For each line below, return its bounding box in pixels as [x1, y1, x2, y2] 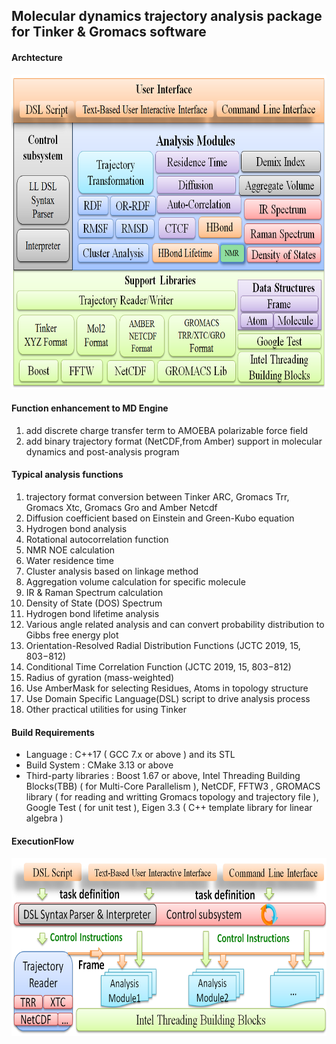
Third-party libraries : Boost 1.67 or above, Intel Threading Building [25, 770, 301, 782]
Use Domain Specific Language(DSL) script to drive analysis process [25, 693, 311, 704]
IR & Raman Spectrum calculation [25, 587, 164, 598]
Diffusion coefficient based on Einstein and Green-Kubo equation [25, 512, 295, 524]
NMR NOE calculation [25, 544, 116, 556]
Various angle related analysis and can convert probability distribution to [25, 619, 325, 630]
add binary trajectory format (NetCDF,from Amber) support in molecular [25, 435, 323, 447]
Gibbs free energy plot [25, 629, 119, 641]
